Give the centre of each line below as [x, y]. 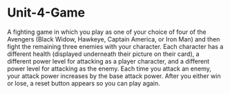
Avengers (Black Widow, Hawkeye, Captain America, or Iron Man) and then [114, 39]
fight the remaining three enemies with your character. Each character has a [115, 46]
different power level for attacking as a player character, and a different [108, 61]
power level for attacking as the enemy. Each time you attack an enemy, [109, 68]
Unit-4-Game [46, 13]
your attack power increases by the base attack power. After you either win [114, 76]
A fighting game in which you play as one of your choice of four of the [107, 32]
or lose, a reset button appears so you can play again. [84, 83]
